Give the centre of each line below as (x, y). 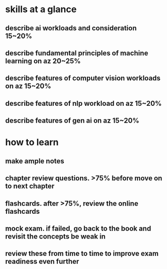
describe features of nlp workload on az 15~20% (83, 103)
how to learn (32, 142)
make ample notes (35, 161)
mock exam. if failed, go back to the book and (78, 228)
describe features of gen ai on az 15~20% (72, 121)
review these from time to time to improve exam (82, 254)
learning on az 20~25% (43, 61)
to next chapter (30, 186)
